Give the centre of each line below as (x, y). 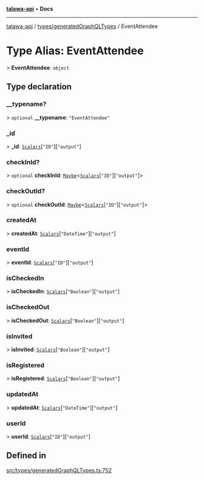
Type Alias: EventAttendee (75, 51)
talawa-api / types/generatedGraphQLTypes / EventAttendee (82, 26)
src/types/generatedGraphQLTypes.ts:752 (59, 470)
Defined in (26, 456)
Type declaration (39, 87)
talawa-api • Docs (30, 9)
